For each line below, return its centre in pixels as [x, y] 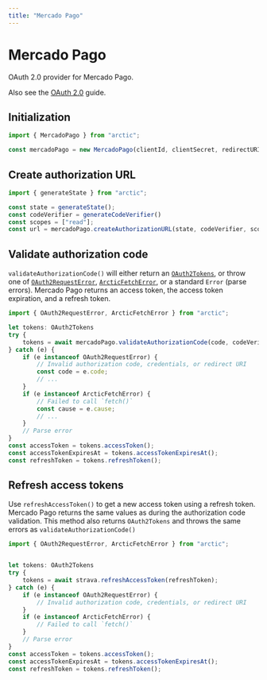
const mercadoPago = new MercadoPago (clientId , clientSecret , [113, 150]
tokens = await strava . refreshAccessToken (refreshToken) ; [120, 581]
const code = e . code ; [73, 372]
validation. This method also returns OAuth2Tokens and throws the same [124, 521]
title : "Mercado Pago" [46, 15]
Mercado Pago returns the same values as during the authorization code [127, 512]
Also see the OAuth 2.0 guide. [57, 92]
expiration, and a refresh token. [60, 299]
